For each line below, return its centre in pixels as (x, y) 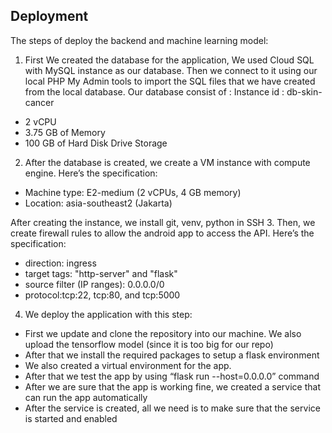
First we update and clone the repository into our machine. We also (163, 333)
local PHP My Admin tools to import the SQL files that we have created (170, 81)
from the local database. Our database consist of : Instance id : (154, 91)
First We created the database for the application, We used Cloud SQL (169, 60)
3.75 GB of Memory (65, 132)
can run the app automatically (86, 397)
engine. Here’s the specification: (91, 173)
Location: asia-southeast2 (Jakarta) (98, 203)
